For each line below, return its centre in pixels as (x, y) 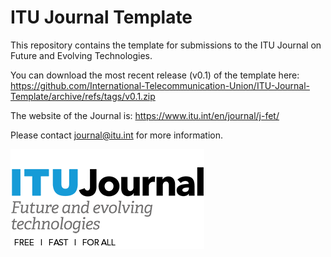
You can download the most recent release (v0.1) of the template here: (155, 75)
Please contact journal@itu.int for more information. (117, 135)
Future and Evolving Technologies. (81, 55)
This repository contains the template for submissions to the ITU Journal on (166, 45)
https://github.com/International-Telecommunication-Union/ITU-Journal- (160, 85)
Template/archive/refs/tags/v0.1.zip (83, 96)
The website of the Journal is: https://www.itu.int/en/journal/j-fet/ (145, 115)
